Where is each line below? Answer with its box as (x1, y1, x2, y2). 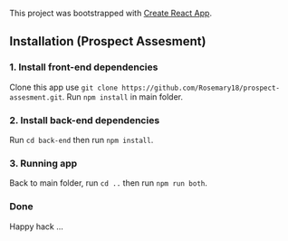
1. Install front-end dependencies (9, 61, 158, 73)
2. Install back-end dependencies (9, 113, 160, 126)
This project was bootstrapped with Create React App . (9, 8, 213, 18)
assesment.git (9, 92, 63, 102)
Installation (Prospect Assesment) (9, 34, 206, 49)
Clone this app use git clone (9, 82, 119, 92)
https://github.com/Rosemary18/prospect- (121, 83, 281, 92)
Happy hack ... (9, 221, 63, 232)
